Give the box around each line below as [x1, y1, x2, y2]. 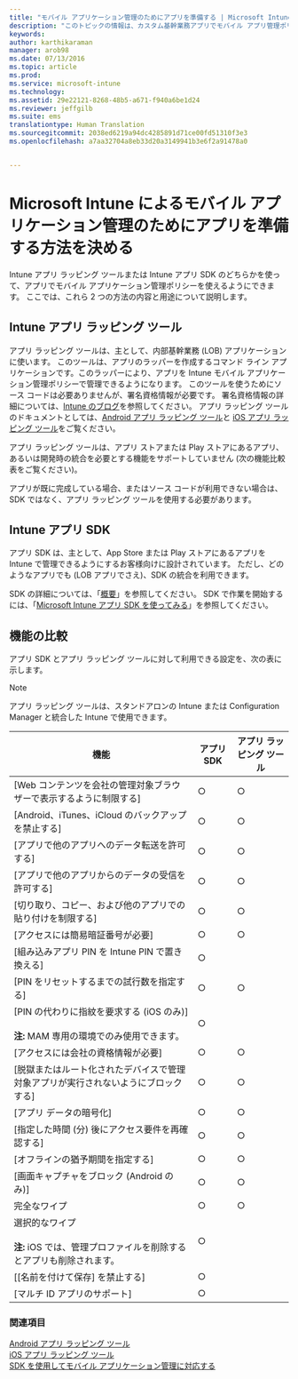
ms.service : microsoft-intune [9, 79, 122, 88]
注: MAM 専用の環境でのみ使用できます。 [13, 1030, 184, 1042]
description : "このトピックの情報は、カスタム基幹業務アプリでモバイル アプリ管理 [9, 21, 280, 30]
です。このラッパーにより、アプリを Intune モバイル [55, 367, 246, 378]
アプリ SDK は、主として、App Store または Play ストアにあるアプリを [9, 547, 266, 558]
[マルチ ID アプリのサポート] [13, 1287, 132, 1300]
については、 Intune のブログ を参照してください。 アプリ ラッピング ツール [16, 401, 289, 411]
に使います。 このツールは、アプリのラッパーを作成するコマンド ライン [9, 356, 270, 367]
